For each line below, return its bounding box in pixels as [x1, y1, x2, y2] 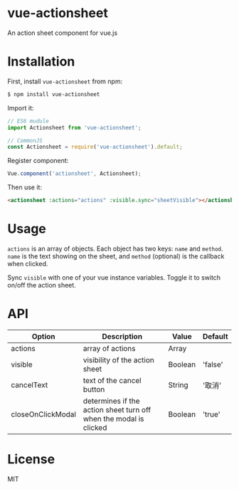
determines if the [83, 396, 140, 406]
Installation [7, 53, 75, 70]
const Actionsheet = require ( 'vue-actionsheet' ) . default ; [7, 144, 183, 151]
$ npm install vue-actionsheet [7, 90, 100, 98]
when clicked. [7, 259, 48, 268]
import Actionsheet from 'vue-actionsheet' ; [7, 124, 142, 131]
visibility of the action [83, 354, 154, 364]
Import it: [7, 103, 34, 112]
